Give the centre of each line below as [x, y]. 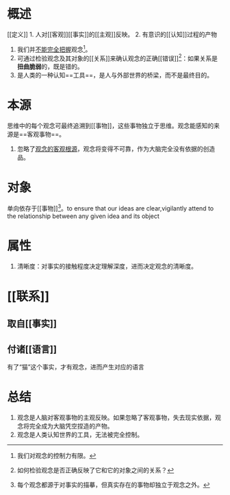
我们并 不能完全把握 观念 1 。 [54, 49]
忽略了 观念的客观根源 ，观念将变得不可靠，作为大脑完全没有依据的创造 [116, 149]
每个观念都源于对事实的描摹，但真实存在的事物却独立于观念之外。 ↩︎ [113, 485]
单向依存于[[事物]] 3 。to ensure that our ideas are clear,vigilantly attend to [111, 208]
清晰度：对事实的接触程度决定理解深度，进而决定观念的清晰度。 [107, 266]
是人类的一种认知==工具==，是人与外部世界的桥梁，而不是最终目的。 [115, 75]
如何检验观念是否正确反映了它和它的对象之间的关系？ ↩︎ [95, 470]
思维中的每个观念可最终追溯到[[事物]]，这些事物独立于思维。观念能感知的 [111, 126]
